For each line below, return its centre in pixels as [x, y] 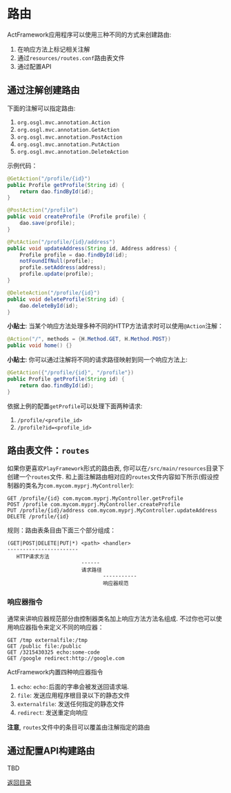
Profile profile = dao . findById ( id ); [74, 255]
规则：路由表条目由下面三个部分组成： [61, 530]
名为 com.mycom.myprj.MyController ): [82, 485]
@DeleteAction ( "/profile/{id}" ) [53, 293]
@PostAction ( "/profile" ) [43, 210]
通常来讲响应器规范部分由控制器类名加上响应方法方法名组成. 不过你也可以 [111, 619]
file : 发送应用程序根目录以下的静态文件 [73, 695]
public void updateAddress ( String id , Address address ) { [92, 248]
